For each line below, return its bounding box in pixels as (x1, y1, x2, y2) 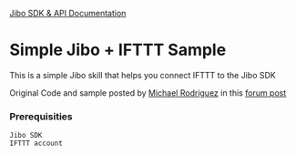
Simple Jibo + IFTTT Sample (9, 40, 227, 60)
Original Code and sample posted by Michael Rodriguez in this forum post (9, 87, 287, 98)
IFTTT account (9, 139, 64, 149)
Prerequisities (9, 109, 73, 122)
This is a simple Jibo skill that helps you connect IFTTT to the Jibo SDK (9, 69, 276, 80)
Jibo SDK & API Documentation (9, 8, 127, 18)
